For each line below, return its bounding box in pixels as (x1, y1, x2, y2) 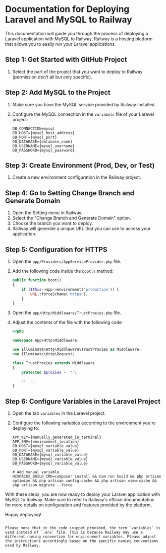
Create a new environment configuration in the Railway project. (12, 174, 141, 180)
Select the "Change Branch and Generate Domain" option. (12, 215, 131, 221)
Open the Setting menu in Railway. (12, 210, 83, 216)
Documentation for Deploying (5, 3, 130, 15)
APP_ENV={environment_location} (12, 439, 79, 444)
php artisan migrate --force (12, 482, 73, 487)
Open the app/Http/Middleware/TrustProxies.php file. (12, 310, 121, 316)
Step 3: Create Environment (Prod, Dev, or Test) (5, 161, 155, 169)
